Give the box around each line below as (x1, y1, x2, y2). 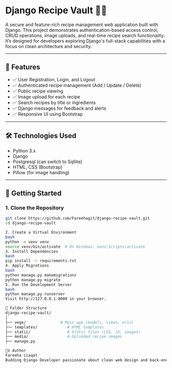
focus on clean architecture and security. (5, 43, 92, 49)
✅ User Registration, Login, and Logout (12, 76, 96, 82)
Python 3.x (12, 148, 36, 154)
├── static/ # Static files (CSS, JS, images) (5, 329, 141, 334)
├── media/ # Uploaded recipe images (5, 334, 123, 339)
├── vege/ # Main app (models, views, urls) (5, 319, 134, 325)
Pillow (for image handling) (12, 169, 70, 175)
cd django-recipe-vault (5, 221, 56, 226)
